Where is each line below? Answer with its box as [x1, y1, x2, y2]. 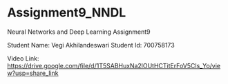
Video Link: [7, 54, 39, 63]
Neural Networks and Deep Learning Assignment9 [7, 28, 151, 36]
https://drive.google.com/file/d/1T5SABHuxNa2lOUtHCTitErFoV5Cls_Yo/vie [7, 61, 221, 70]
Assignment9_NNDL [7, 5, 126, 21]
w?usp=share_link [7, 69, 59, 77]
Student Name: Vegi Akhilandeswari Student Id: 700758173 [7, 41, 175, 49]
